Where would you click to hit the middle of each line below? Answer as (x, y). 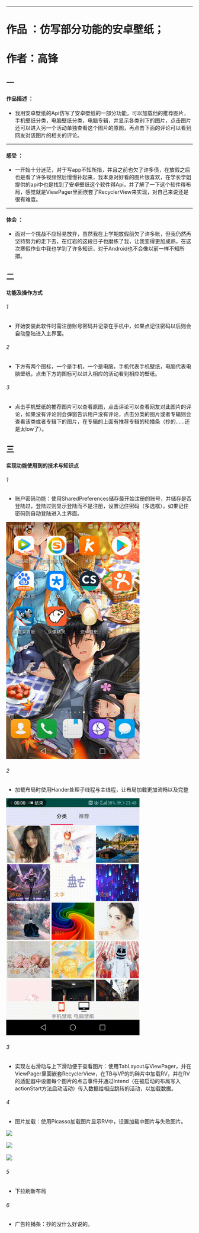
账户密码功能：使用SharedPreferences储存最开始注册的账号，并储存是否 (103, 499)
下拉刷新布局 (30, 1191)
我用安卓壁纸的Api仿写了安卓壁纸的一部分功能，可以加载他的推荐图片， (102, 113)
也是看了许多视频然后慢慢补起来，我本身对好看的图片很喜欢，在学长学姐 (103, 177)
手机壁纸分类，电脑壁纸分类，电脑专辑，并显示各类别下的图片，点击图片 (103, 120)
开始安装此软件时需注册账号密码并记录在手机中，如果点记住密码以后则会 (103, 326)
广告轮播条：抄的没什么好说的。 (54, 1224)
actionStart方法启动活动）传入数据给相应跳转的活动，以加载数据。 (95, 1088)
